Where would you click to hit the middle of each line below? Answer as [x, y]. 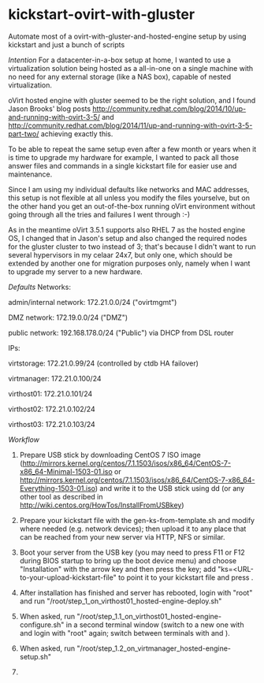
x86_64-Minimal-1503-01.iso [66, 471]
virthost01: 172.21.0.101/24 [50, 393]
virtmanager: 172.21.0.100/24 [55, 378]
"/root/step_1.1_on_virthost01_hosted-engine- [149, 616]
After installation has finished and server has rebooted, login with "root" [136, 592]
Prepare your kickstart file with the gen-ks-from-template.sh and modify [137, 520]
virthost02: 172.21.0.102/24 [52, 409]
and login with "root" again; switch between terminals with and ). [125, 633]
